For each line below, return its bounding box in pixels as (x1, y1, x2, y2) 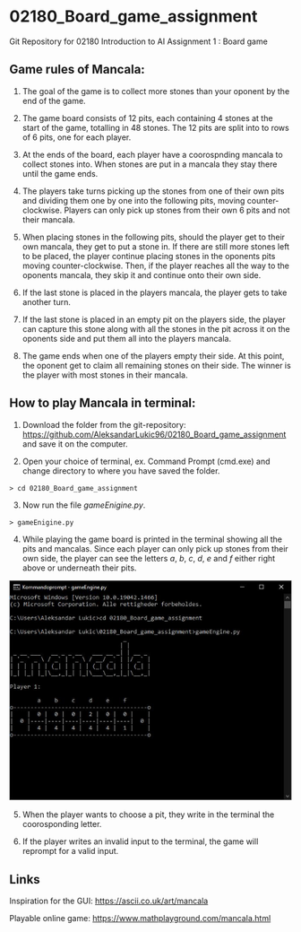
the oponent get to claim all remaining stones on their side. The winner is (21, 360, 291, 370)
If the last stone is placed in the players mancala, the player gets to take (21, 287, 288, 298)
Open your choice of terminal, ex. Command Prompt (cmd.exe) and (21, 456, 271, 466)
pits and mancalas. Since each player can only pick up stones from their (21, 543, 288, 553)
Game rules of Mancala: (9, 62, 145, 77)
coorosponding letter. (21, 819, 102, 830)
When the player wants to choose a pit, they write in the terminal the (21, 809, 275, 820)
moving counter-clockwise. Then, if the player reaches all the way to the (21, 260, 289, 271)
